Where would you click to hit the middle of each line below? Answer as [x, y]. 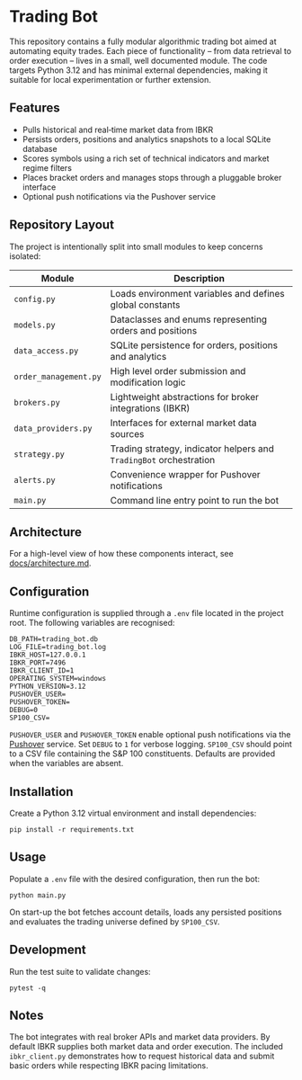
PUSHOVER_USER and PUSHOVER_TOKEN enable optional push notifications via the [150, 735]
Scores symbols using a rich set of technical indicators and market [146, 158]
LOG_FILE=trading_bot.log [58, 647]
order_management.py [58, 376]
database [40, 148]
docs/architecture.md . [50, 563]
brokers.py [37, 402]
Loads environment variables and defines [197, 293]
